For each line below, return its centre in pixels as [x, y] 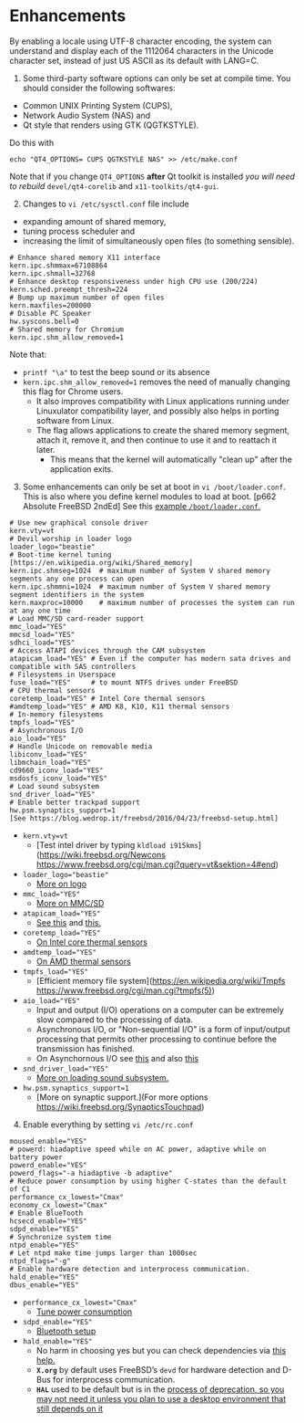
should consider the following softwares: [99, 88]
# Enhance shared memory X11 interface [85, 257]
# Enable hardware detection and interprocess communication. [130, 1269]
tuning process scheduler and [79, 231]
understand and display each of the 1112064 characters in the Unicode [142, 50]
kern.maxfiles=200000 [51, 305]
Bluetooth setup [66, 1331]
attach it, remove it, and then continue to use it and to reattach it [157, 440]
